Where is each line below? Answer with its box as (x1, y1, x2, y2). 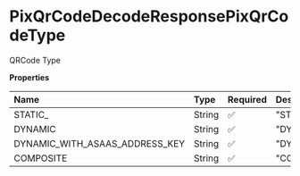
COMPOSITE (13, 152, 68, 164)
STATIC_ (13, 108, 49, 121)
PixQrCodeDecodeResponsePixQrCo (9, 6, 289, 27)
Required (227, 93, 268, 105)
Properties (9, 71, 50, 82)
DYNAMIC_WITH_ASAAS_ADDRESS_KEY (13, 137, 186, 149)
